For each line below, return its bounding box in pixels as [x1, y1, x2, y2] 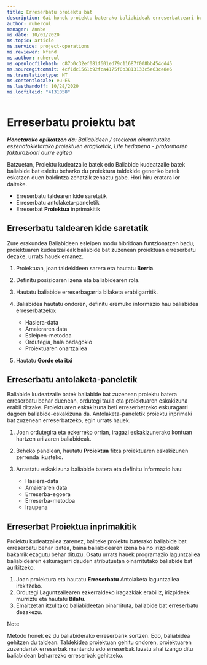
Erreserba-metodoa [25, 497, 76, 505]
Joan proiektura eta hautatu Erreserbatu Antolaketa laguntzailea [15, 576, 180, 583]
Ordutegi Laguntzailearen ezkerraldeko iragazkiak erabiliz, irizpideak [15, 589, 190, 596]
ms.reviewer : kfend [7, 49, 57, 55]
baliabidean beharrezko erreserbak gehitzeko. [7, 652, 124, 659]
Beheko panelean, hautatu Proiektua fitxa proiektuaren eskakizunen [15, 447, 189, 455]
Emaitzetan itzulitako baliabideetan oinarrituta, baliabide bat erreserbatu [15, 602, 199, 609]
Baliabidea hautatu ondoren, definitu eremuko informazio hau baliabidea [15, 300, 199, 307]
